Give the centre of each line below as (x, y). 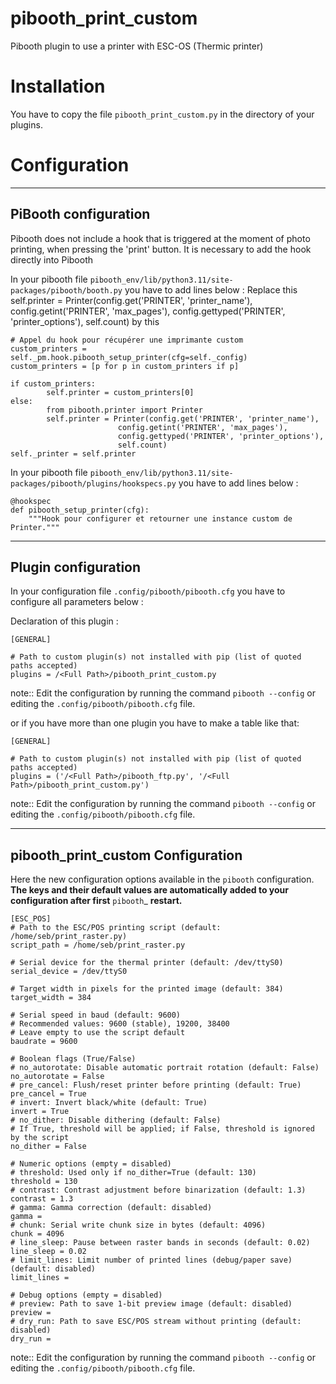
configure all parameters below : (77, 602)
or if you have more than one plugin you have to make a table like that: (155, 723)
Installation (58, 86)
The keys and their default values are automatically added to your (150, 890)
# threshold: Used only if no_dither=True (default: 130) (133, 1173)
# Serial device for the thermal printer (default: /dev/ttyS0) (147, 963)
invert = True (40, 1112)
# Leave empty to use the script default (98, 1033)
